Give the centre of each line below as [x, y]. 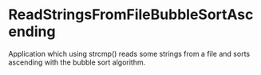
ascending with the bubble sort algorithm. [77, 62]
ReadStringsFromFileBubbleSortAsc [131, 15]
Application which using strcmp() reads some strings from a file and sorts [129, 53]
